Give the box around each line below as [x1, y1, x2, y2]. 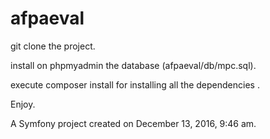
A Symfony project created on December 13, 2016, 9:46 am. [10, 117, 257, 129]
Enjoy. [10, 98, 36, 110]
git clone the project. [10, 40, 96, 52]
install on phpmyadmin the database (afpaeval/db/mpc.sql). [10, 59, 257, 71]
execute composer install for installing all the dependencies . [10, 78, 260, 91]
